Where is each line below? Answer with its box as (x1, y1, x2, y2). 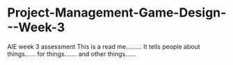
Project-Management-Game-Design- (7, 5, 227, 21)
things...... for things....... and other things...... (7, 50, 136, 58)
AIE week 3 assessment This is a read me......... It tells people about (7, 42, 200, 50)
